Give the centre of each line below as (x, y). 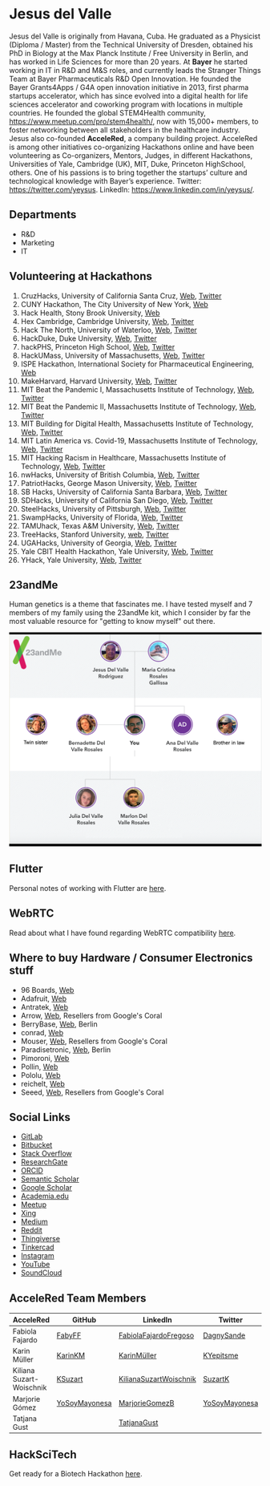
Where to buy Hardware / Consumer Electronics (131, 958)
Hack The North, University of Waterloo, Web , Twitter (109, 330)
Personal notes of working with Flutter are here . (88, 888)
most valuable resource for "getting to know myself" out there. (112, 622)
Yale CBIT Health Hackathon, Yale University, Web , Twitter (117, 551)
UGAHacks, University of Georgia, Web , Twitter (99, 543)
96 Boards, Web (47, 990)
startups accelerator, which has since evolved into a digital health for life (129, 95)
